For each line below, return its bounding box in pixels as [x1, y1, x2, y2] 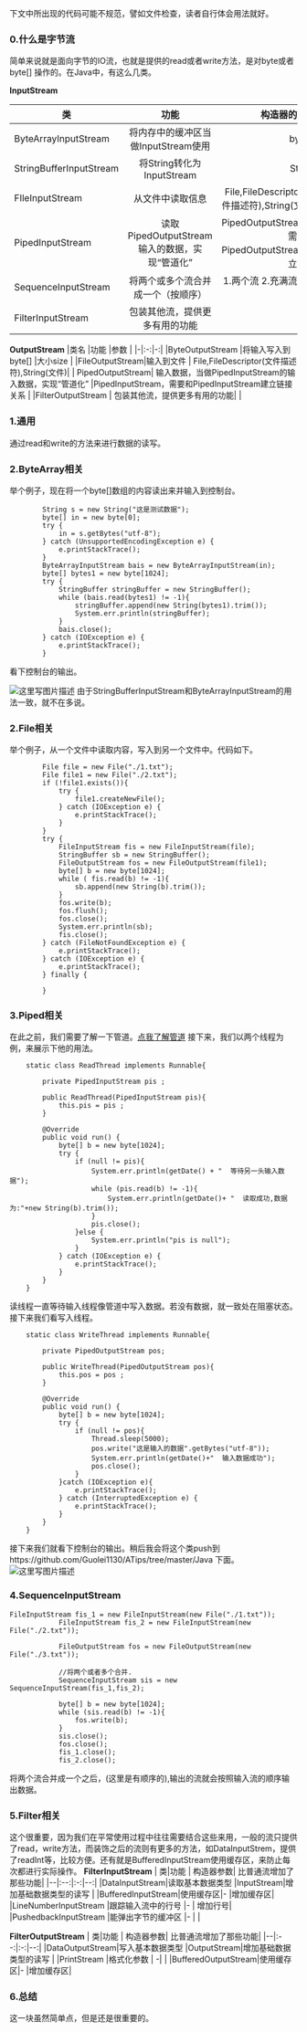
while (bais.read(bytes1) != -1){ [58, 593, 190, 602]
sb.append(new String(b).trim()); [74, 882, 206, 892]
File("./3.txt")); [9, 1649, 79, 1659]
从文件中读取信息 [133, 193, 207, 205]
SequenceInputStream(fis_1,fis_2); [9, 1683, 145, 1692]
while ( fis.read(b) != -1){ [58, 875, 170, 884]
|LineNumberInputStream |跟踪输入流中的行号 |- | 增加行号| [9, 1900, 233, 1911]
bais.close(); [58, 625, 112, 634]
